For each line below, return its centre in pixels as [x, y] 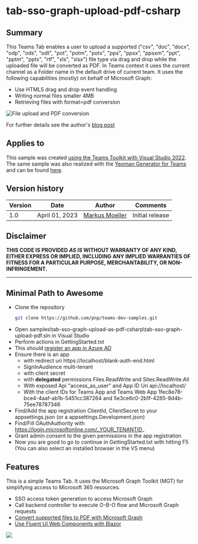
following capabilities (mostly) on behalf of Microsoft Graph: [79, 78]
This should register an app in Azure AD [63, 348]
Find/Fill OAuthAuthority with [50, 423]
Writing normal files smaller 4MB [54, 96]
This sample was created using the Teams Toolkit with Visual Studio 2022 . [96, 157]
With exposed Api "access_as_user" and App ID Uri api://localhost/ [105, 386]
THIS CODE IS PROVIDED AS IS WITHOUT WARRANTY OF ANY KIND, [92, 250]
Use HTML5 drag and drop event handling [66, 89]
